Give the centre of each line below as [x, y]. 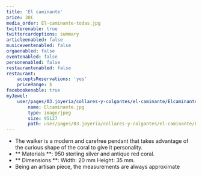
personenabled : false [33, 62]
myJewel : [17, 96]
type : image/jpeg [49, 113]
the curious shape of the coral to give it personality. [79, 148]
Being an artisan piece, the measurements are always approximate [97, 167]
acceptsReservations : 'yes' [52, 79]
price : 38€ [20, 17]
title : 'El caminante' [35, 12]
